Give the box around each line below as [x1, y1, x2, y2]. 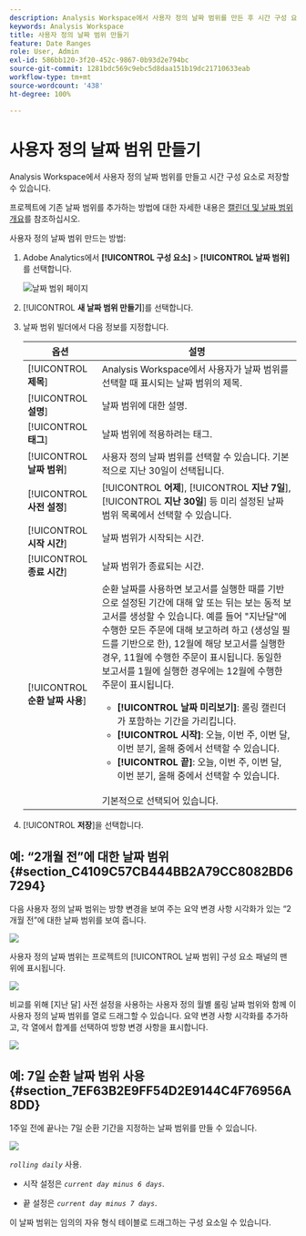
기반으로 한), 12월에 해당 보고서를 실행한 [120, 638, 286, 650]
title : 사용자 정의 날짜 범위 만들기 [9, 30, 130, 39]
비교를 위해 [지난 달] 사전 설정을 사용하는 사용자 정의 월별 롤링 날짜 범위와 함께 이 [9, 999, 297, 1010]
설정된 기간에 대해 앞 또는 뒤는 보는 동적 [120, 597, 281, 609]
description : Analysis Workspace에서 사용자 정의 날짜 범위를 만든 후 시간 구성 [9, 13, 288, 23]
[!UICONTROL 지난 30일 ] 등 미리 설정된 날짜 [101, 495, 284, 508]
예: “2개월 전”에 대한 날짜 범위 [9, 849, 170, 864]
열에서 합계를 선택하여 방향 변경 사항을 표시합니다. [30, 1022, 209, 1033]
